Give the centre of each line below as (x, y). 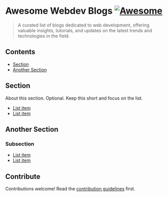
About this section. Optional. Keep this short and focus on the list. (74, 98)
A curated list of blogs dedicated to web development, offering (83, 25)
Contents (20, 52)
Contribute (23, 176)
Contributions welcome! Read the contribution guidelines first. (70, 189)
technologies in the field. (44, 36)
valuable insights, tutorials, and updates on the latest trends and (85, 30)
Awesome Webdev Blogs (59, 11)
